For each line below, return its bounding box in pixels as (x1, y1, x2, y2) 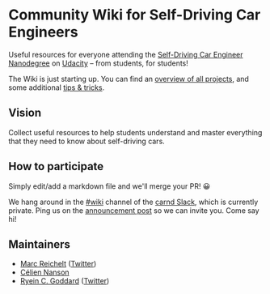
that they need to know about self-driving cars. (8, 136, 166, 146)
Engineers (8, 23, 78, 41)
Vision (8, 106, 42, 120)
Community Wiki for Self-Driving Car (8, 6, 261, 24)
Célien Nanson (19, 267, 70, 277)
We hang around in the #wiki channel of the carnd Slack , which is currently (8, 197, 259, 207)
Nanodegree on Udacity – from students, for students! (8, 58, 188, 68)
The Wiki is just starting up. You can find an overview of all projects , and (8, 74, 249, 83)
